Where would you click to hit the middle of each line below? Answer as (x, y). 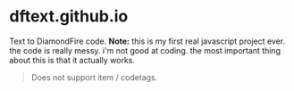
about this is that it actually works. (72, 60)
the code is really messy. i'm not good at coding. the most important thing (145, 50)
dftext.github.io (69, 17)
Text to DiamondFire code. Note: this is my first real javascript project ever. (147, 41)
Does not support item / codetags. (94, 77)
